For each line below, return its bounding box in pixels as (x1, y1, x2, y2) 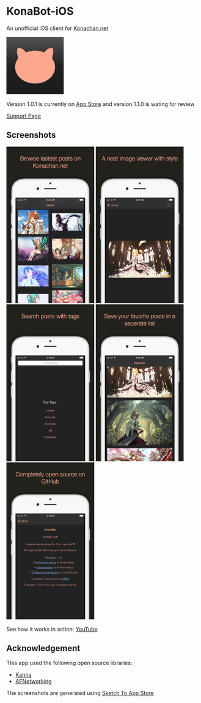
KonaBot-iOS (6, 4, 74, 18)
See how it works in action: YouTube (6, 625, 98, 633)
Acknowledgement (6, 643, 81, 653)
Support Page (6, 112, 42, 119)
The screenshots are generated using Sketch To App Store (6, 690, 154, 697)
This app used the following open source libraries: (6, 660, 133, 667)
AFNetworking (15, 678, 52, 685)
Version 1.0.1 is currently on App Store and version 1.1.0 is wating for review (6, 100, 195, 108)
